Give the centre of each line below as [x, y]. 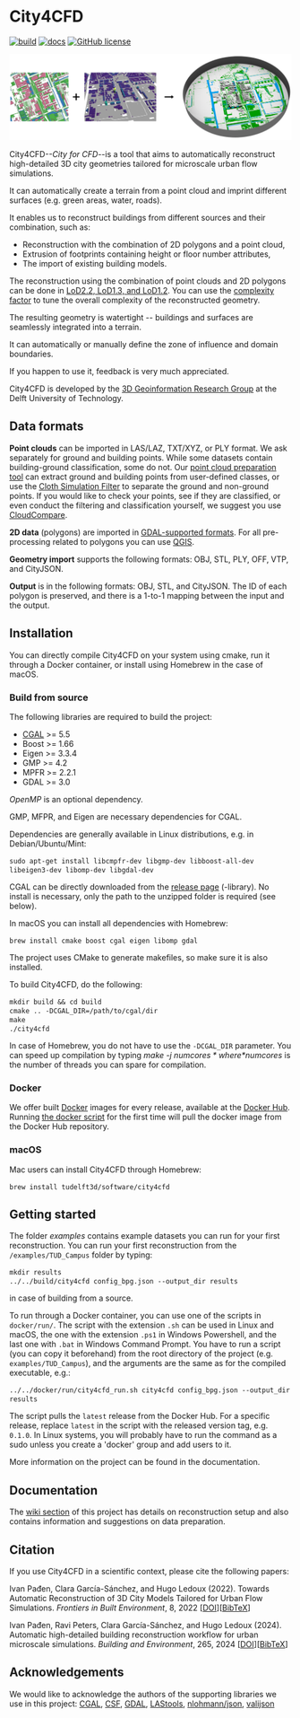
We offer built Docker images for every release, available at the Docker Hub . [150, 1108]
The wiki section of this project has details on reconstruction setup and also [149, 1512]
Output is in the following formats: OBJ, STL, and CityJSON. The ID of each [148, 586]
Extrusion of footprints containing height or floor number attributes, [146, 254]
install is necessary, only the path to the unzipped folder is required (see [142, 896]
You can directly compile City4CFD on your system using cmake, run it [140, 655]
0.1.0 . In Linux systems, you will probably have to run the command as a [143, 1435]
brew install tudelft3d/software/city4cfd [90, 1187]
